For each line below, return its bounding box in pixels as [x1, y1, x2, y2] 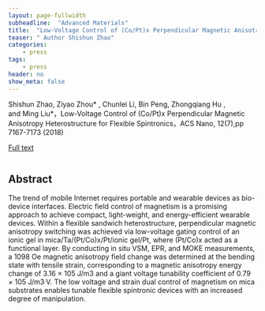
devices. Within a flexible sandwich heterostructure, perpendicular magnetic [8, 219, 256, 228]
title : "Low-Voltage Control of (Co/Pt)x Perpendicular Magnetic [8, 26, 231, 34]
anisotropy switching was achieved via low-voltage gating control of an [8, 227, 241, 237]
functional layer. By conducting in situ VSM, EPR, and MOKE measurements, [8, 244, 256, 253]
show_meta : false [8, 77, 65, 85]
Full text [8, 143, 34, 152]
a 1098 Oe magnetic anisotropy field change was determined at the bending [8, 252, 255, 261]
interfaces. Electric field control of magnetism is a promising [31, 202, 227, 212]
